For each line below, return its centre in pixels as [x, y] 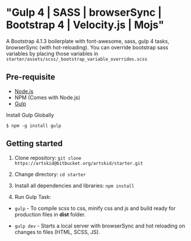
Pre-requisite [31, 77]
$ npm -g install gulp [34, 126]
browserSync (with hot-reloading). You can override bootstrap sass [87, 47]
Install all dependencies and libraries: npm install [74, 185]
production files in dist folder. [50, 214]
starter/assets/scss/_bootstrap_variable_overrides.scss [77, 59]
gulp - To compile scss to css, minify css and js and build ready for [95, 208]
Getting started [34, 144]
